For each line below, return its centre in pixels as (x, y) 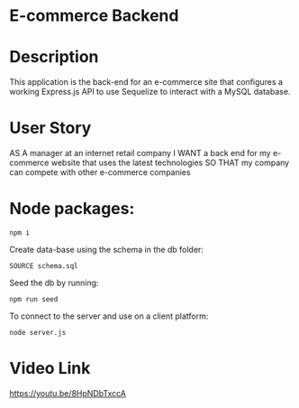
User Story (50, 128)
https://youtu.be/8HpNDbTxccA (68, 393)
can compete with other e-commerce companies (100, 172)
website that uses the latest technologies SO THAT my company (170, 162)
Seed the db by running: (54, 283)
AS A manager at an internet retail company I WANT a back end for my (140, 153)
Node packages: (72, 209)
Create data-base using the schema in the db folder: (107, 250)
